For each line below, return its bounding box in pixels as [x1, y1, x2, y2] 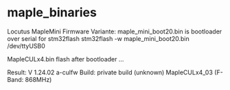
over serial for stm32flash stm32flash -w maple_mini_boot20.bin [7, 34, 190, 42]
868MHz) [25, 75, 52, 83]
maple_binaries [7, 5, 97, 20]
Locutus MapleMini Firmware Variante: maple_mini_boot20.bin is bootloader [7, 27, 222, 35]
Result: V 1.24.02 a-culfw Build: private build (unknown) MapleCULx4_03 [7, 68, 213, 76]
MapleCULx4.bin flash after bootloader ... [7, 55, 124, 63]
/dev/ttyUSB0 [7, 42, 46, 50]
